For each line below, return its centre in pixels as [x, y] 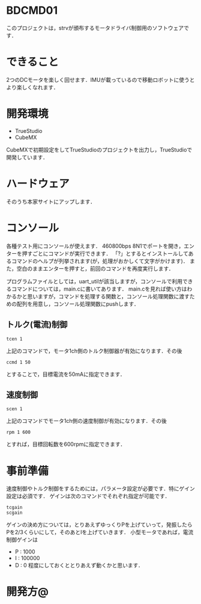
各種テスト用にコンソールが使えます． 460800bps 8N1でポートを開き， [95, 246]
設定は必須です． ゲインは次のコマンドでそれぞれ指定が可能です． [88, 496]
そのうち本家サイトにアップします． [51, 202]
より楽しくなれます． [32, 87]
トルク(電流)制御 [37, 325]
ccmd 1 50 [19, 362]
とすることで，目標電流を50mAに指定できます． [66, 374]
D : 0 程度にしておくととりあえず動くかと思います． [79, 565]
